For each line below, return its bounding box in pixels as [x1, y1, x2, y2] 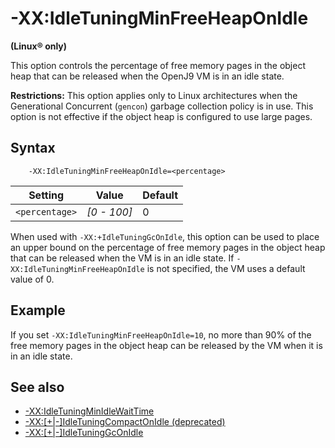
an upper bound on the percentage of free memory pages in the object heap [10, 241, 326, 253]
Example [10, 302, 66, 319]
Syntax [10, 140, 56, 157]
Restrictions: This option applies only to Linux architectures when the [10, 89, 298, 101]
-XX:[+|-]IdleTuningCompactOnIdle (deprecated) [24, 416, 226, 428]
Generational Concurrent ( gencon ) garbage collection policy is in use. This [10, 100, 314, 112]
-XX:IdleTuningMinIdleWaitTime [24, 405, 155, 417]
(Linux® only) [10, 40, 68, 52]
